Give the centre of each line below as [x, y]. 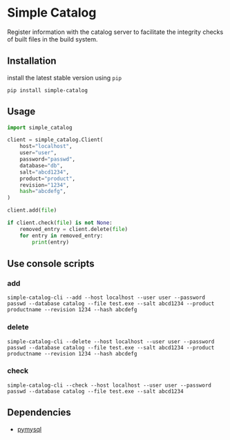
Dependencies [39, 413]
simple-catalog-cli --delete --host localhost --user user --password [111, 341]
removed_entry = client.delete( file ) [74, 229]
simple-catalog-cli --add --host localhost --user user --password [106, 298]
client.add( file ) [32, 210]
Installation [32, 61]
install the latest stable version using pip [65, 77]
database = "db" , [41, 165]
